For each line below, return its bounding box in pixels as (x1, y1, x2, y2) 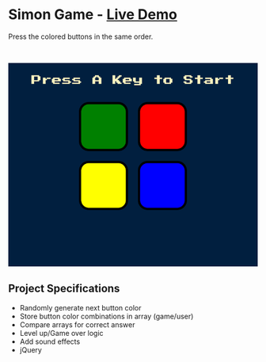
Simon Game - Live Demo (8, 6, 178, 24)
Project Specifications (8, 282, 120, 295)
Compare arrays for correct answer (19, 319, 135, 330)
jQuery (19, 345, 42, 354)
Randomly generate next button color (19, 303, 142, 312)
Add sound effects (19, 337, 81, 346)
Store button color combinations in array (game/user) (19, 311, 194, 321)
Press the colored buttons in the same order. (8, 32, 154, 41)
